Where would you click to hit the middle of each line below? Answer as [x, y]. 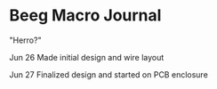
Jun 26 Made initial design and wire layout [87, 57]
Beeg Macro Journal [85, 16]
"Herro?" [25, 40]
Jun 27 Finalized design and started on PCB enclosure [109, 74]
